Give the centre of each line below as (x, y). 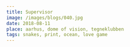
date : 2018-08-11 (28, 23)
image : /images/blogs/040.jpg (45, 18)
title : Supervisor (30, 12)
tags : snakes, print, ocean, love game (57, 35)
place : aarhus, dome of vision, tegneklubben (65, 29)
